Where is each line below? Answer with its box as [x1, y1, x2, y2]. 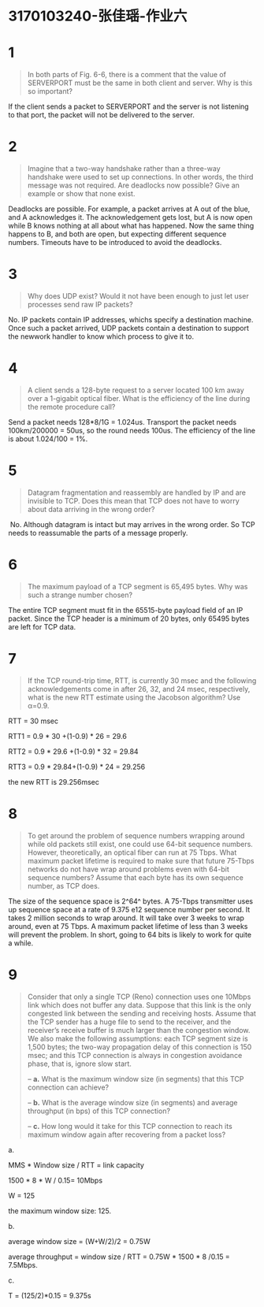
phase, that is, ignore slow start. [27, 1059, 132, 1068]
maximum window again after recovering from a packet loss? [27, 1130, 226, 1139]
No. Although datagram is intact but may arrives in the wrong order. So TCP [9, 519, 255, 529]
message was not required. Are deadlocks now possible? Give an [27, 180, 240, 190]
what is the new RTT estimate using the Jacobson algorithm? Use [27, 692, 241, 702]
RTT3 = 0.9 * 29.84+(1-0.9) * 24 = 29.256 [8, 762, 146, 771]
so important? [27, 87, 73, 96]
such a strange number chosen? [27, 590, 132, 600]
